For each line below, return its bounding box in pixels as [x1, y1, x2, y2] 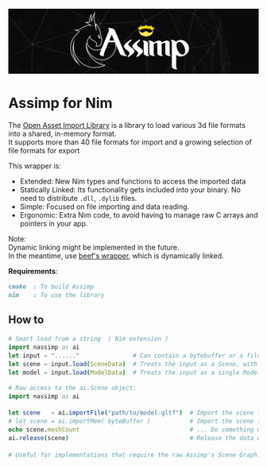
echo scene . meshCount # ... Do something [8, 426, 254, 434]
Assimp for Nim [8, 95, 113, 112]
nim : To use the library [8, 291, 105, 299]
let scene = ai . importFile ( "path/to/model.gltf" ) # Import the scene [8, 409, 254, 417]
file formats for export [8, 145, 80, 155]
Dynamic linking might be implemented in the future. [8, 242, 180, 252]
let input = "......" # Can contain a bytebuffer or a [8, 352, 244, 360]
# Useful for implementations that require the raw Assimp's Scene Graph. [8, 450, 261, 459]
